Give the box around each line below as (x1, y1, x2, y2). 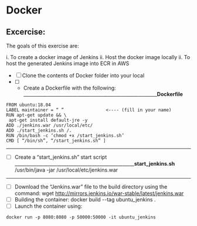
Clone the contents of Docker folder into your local (22, 72, 145, 79)
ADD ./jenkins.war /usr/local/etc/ (6, 122, 93, 128)
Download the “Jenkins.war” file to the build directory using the (14, 183, 168, 190)
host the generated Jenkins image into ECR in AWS (6, 60, 130, 67)
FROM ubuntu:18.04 (6, 102, 51, 108)
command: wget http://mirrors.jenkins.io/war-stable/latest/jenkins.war (14, 190, 184, 197)
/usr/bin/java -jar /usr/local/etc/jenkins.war (14, 166, 118, 173)
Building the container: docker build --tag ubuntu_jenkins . (14, 196, 156, 203)
